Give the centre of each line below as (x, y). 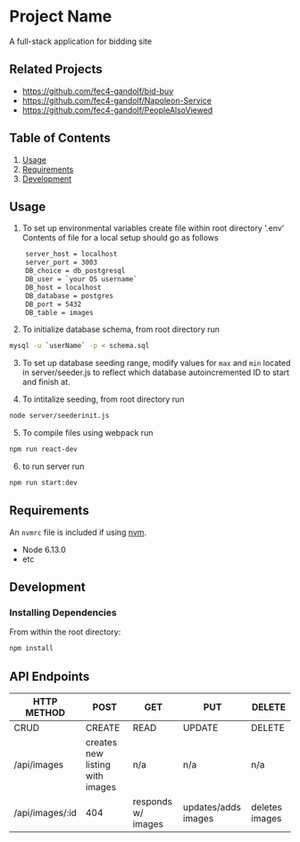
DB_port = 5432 (54, 304)
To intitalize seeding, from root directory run (103, 399)
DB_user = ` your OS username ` (82, 279)
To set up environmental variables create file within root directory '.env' (153, 228)
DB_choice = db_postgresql (75, 271)
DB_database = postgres (70, 296)
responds (152, 802)
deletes (267, 807)
